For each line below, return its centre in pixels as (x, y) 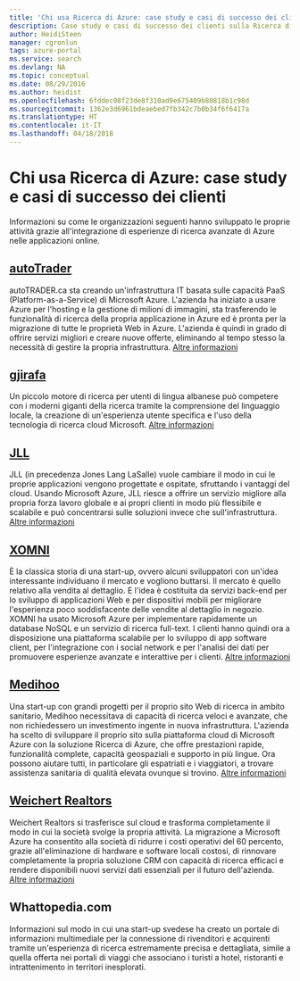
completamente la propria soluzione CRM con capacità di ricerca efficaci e (146, 860)
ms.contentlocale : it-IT (55, 126)
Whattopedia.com (61, 907)
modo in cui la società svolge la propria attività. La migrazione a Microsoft (145, 832)
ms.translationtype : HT (54, 117)
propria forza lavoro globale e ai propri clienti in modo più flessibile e (135, 503)
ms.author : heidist (46, 92)
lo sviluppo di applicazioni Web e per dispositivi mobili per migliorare (135, 600)
